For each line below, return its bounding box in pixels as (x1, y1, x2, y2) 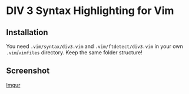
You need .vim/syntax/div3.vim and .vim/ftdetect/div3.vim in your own (6, 43, 184, 50)
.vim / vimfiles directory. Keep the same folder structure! (6, 49, 142, 56)
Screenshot (6, 66, 50, 76)
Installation (6, 27, 48, 37)
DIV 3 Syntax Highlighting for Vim (6, 4, 174, 18)
